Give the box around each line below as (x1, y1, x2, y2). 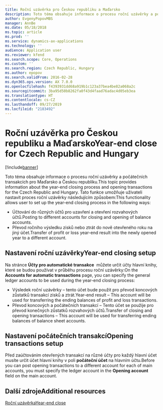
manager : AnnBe (5, 20, 36, 26)
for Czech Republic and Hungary (5, 148, 139, 160)
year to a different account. (12, 234, 67, 241)
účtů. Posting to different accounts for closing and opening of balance (12, 214, 151, 220)
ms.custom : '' (5, 61, 34, 66)
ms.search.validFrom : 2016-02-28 (5, 75, 73, 80)
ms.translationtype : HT (5, 93, 53, 98)
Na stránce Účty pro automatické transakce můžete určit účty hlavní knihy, (5, 262, 158, 267)
